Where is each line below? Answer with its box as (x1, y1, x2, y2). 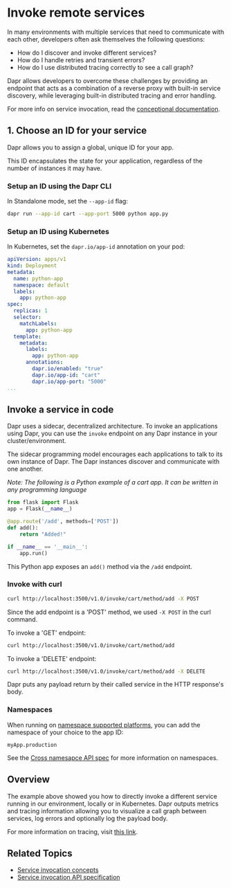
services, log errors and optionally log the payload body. (7, 814, 168, 822)
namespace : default (13, 282, 70, 289)
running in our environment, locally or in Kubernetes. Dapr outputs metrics (7, 799, 219, 808)
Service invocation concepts (17, 866, 99, 874)
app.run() (19, 550, 48, 556)
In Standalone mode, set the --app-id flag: (7, 197, 128, 206)
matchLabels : (19, 320, 57, 327)
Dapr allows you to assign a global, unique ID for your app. (7, 143, 174, 152)
